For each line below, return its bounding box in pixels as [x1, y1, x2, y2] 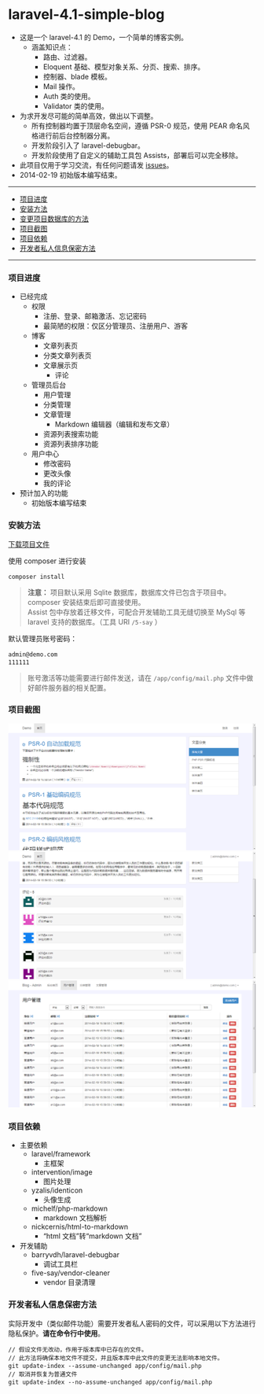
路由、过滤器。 [42, 52, 92, 61]
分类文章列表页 [42, 351, 92, 360]
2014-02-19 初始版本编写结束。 [19, 170, 122, 179]
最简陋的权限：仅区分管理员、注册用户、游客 [42, 321, 189, 331]
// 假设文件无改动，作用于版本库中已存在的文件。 [8, 1345, 148, 1354]
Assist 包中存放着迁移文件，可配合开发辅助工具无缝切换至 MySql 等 [27, 607, 246, 617]
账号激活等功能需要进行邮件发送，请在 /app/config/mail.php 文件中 [27, 673, 247, 682]
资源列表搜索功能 [42, 430, 99, 439]
